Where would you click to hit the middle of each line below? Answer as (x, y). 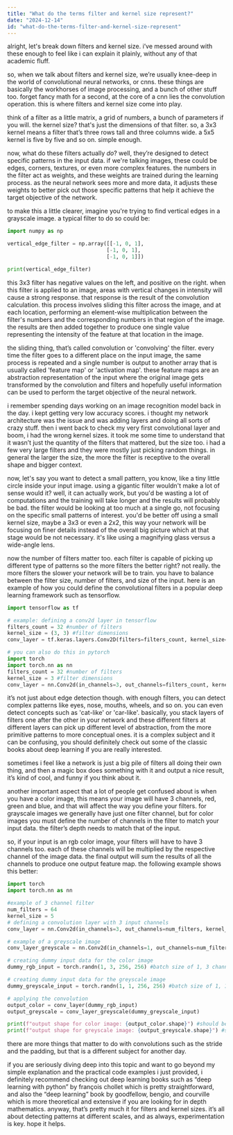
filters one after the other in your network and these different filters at (106, 720)
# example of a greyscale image (54, 942)
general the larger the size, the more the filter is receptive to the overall (109, 457)
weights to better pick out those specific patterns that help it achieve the (111, 190)
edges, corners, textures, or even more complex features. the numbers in (112, 168)
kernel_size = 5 (31, 916)
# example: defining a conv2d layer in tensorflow (82, 620)
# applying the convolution (48, 999)
